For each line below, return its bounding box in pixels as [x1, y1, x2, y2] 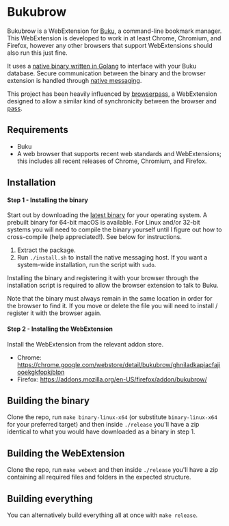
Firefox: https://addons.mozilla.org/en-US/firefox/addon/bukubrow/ [16, 375, 207, 384]
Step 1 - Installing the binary [7, 196, 89, 204]
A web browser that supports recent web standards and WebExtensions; [16, 149, 222, 158]
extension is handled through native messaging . [7, 76, 142, 84]
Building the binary [7, 394, 90, 406]
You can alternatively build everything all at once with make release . [7, 511, 198, 519]
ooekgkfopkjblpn [16, 368, 65, 376]
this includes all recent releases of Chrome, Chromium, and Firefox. [16, 157, 207, 165]
